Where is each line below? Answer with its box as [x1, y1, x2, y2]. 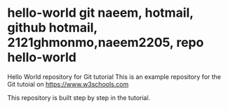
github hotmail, [7, 20, 98, 36]
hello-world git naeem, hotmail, [7, 5, 194, 21]
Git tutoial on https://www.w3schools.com [7, 80, 129, 88]
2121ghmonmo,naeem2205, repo [7, 35, 204, 50]
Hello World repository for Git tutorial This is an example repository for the [7, 72, 222, 81]
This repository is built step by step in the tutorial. [7, 93, 151, 102]
